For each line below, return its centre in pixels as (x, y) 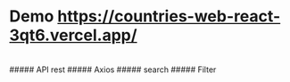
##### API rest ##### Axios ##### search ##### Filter (113, 70)
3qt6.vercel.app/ (73, 35)
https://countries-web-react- (169, 16)
